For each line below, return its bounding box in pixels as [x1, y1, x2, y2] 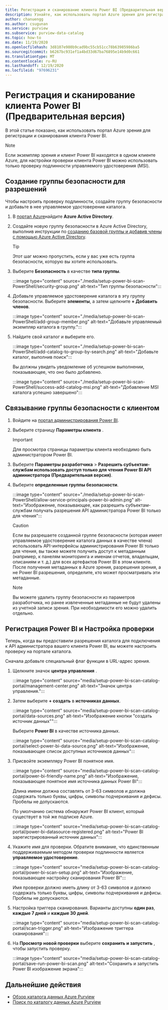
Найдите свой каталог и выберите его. [12, 334, 95, 340]
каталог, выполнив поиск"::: [12, 354, 72, 360]
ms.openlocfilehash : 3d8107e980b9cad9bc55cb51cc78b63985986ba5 [5, 45, 140, 50]
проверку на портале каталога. [5, 648, 72, 654]
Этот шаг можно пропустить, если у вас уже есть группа [12, 253, 135, 259]
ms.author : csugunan [5, 21, 48, 27]
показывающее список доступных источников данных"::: [12, 748, 135, 754]
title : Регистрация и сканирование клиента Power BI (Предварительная [5, 7, 155, 13]
